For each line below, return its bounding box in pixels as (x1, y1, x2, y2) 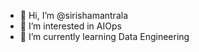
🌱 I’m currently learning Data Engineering (19, 31, 190, 42)
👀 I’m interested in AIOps (19, 20, 122, 32)
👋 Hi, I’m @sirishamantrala (19, 10, 128, 21)
